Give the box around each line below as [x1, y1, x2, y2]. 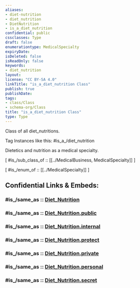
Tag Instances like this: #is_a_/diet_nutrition [5, 137, 95, 143]
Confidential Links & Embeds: [5, 181, 99, 190]
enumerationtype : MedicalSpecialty [5, 44, 79, 49]
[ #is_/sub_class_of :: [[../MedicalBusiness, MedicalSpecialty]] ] [5, 157, 136, 163]
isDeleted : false [5, 53, 41, 59]
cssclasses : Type [5, 35, 41, 40]
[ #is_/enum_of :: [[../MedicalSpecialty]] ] [5, 166, 90, 172]
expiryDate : [5, 49, 30, 54]
